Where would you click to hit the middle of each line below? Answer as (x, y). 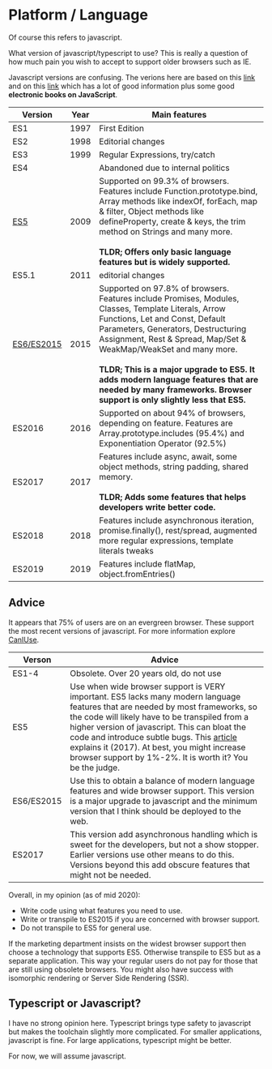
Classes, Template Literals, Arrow (162, 308)
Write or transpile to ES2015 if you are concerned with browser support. (140, 919)
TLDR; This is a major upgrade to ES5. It (176, 369)
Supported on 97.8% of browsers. (164, 288)
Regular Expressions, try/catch (157, 154)
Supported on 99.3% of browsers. (164, 181)
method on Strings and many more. (166, 231)
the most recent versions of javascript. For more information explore (122, 631)
